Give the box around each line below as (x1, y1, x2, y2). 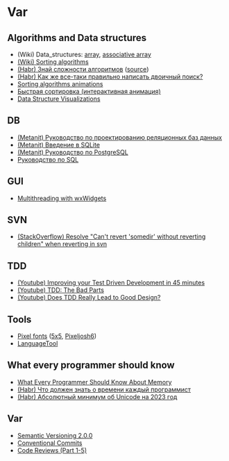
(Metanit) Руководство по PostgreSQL (17, 147, 128, 156)
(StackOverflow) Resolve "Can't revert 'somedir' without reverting (17, 232, 206, 241)
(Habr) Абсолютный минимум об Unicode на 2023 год (17, 392, 178, 401)
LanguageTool (17, 339, 58, 348)
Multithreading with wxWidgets (17, 194, 107, 202)
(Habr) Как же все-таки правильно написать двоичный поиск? (17, 72, 203, 81)
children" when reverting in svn (17, 240, 108, 248)
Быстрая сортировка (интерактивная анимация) (17, 88, 161, 95)
